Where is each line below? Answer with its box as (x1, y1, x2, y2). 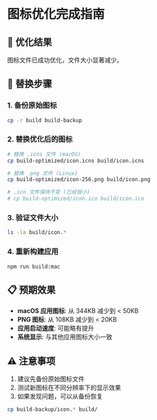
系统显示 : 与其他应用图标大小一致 (17, 333, 113, 341)
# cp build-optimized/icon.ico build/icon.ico (7, 195, 144, 202)
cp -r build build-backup (7, 117, 82, 124)
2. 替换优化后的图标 (7, 135, 73, 144)
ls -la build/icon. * (7, 229, 67, 236)
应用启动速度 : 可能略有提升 (17, 324, 94, 333)
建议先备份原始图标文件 (17, 375, 85, 383)
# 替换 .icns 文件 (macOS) (7, 151, 81, 158)
